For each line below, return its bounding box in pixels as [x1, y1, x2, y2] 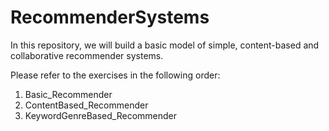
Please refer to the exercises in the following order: [10, 69, 221, 81]
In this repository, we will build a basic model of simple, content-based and [10, 39, 320, 51]
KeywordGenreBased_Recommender [24, 109, 178, 121]
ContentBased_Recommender [24, 99, 149, 111]
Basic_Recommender [24, 88, 113, 100]
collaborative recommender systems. [10, 49, 164, 61]
